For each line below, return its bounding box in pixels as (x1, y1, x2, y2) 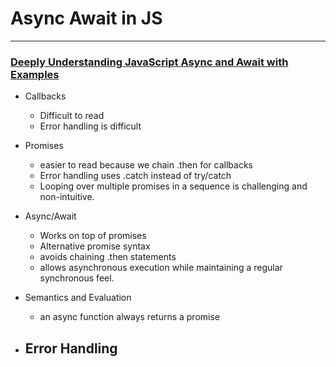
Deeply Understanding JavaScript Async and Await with (10, 55, 289, 69)
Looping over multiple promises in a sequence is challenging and (39, 180, 308, 192)
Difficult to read (39, 110, 105, 122)
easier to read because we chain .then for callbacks (39, 159, 253, 171)
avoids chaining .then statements (39, 251, 177, 263)
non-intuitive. (39, 191, 95, 203)
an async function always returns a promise (39, 311, 221, 323)
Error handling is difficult (39, 120, 142, 132)
